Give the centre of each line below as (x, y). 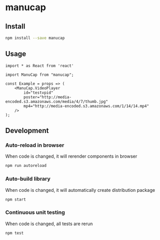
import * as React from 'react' (39, 66)
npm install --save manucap (35, 38)
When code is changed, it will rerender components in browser (71, 156)
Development (27, 131)
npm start (16, 199)
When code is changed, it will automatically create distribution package (80, 190)
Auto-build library (28, 179)
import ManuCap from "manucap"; (39, 75)
